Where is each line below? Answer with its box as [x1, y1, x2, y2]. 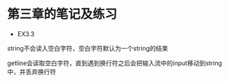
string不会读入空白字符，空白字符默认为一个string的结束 [7, 44, 168, 52]
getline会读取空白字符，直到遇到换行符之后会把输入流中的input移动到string [7, 58, 223, 67]
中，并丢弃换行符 [7, 67, 56, 76]
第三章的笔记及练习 [7, 6, 118, 22]
